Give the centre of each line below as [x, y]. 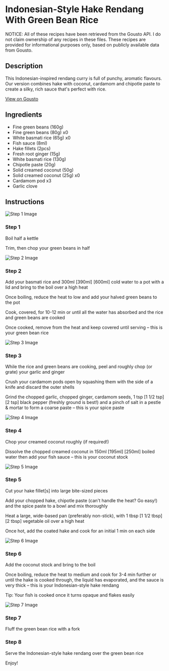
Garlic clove [25, 186]
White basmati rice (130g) [39, 159]
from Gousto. [19, 50]
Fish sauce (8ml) [30, 143]
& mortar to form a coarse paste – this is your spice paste [65, 408]
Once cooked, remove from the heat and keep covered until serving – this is [84, 327]
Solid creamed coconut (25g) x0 [46, 175]
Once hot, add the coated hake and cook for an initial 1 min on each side [80, 531]
